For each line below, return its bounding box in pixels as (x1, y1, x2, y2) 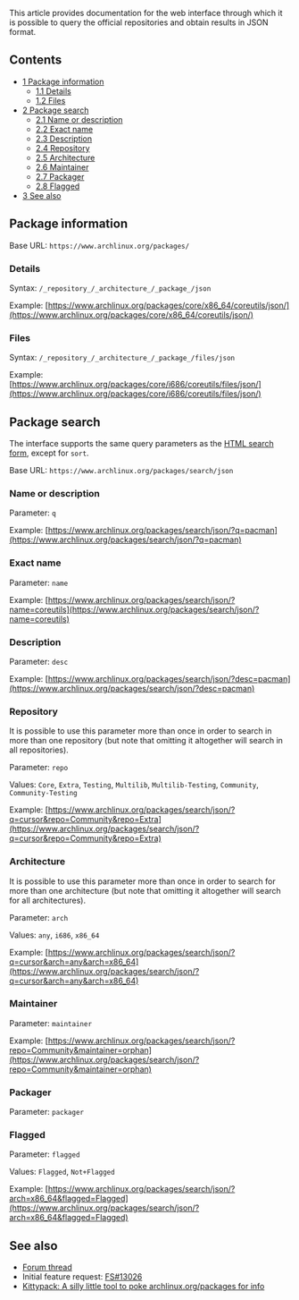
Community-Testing (9, 789, 78, 798)
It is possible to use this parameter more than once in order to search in (9, 726, 272, 736)
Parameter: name (9, 577, 69, 588)
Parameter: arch (9, 912, 69, 922)
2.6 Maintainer (35, 161, 89, 173)
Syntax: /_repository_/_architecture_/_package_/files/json (9, 353, 236, 363)
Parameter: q (9, 507, 56, 518)
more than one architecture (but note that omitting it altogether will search (9, 885, 281, 896)
